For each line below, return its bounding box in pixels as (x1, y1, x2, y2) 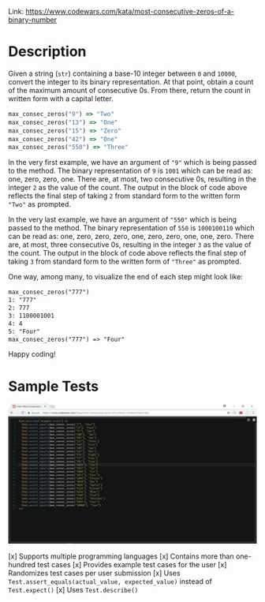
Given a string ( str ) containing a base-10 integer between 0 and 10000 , (8, 69, 237, 78)
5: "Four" (8, 327, 41, 336)
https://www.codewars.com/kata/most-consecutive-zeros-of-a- (25, 7, 235, 16)
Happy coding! (8, 350, 57, 359)
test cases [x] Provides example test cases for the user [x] (37, 559, 227, 569)
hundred (8, 559, 36, 569)
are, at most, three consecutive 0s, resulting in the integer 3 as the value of (8, 240, 252, 249)
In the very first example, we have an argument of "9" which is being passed (8, 158, 257, 167)
